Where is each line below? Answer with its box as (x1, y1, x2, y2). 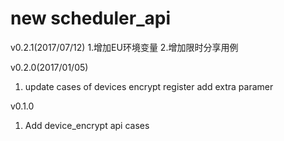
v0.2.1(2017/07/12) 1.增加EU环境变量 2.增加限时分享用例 (10, 41, 239, 53)
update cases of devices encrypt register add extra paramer (24, 80, 274, 92)
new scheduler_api (10, 7, 172, 30)
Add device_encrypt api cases (24, 119, 150, 131)
